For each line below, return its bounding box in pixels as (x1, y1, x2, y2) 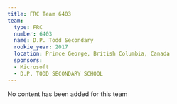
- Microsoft (14, 63, 50, 71)
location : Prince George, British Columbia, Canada (14, 51, 171, 58)
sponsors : (14, 57, 43, 64)
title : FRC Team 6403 (7, 10, 72, 18)
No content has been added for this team (7, 90, 128, 98)
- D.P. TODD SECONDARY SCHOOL (14, 70, 103, 77)
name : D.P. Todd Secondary (14, 37, 94, 44)
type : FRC (14, 24, 43, 31)
